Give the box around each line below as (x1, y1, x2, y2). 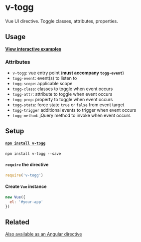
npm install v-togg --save (5, 151, 61, 156)
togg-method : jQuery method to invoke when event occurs (12, 112, 131, 119)
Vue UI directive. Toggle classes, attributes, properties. (5, 18, 118, 24)
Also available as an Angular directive (5, 231, 82, 237)
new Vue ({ (5, 194, 26, 199)
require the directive (5, 162, 49, 168)
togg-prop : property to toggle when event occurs (12, 97, 113, 103)
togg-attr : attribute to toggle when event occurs (12, 91, 113, 97)
